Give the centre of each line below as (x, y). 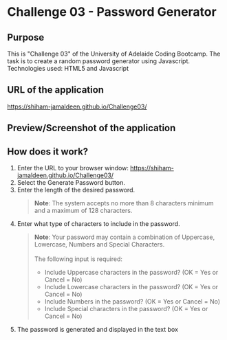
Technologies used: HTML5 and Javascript (68, 68)
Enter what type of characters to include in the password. (98, 224)
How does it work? (48, 151)
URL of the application (56, 90)
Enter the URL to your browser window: (73, 168)
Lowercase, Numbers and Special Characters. (99, 245)
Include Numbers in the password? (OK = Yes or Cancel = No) (132, 302)
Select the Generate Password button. (71, 183)
